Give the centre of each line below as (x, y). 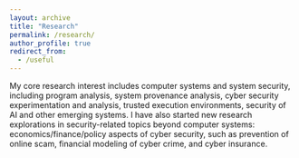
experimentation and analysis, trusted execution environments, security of (148, 105)
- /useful (36, 60)
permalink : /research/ (52, 35)
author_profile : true (50, 43)
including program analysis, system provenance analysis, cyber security (144, 95)
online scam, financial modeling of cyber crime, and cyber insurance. (139, 143)
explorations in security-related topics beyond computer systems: (132, 124)
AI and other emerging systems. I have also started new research (131, 115)
